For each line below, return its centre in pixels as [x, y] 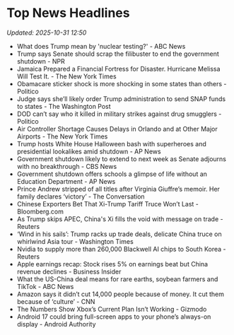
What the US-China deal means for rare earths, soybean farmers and [117, 279]
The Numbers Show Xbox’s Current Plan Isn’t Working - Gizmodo [112, 309]
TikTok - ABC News [45, 286]
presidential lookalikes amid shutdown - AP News [89, 151]
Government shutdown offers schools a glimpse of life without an [112, 174]
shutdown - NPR [41, 61]
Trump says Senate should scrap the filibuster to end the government [118, 54]
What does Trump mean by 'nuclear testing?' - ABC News [101, 46]
